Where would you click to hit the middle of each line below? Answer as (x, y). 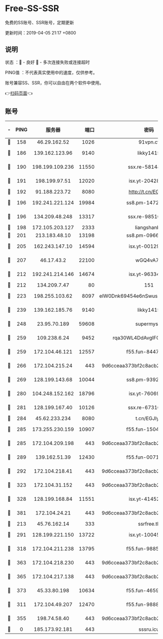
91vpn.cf (149, 142)
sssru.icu (149, 629)
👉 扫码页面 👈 (19, 93)
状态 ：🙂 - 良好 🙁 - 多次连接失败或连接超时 (47, 62)
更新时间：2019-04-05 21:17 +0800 (41, 32)
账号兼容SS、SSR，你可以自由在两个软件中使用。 (54, 82)
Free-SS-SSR (32, 8)
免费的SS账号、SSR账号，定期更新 (40, 22)
